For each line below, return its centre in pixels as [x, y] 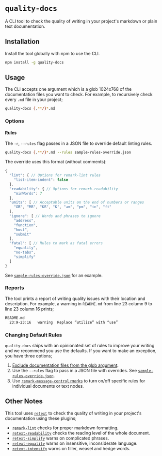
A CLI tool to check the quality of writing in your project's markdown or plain [81, 21]
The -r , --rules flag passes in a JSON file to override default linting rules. [79, 143]
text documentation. [25, 26]
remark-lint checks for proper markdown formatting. [65, 428]
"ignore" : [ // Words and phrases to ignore [55, 216]
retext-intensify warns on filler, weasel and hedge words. [71, 448]
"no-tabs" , [25, 253]
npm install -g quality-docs [34, 62]
